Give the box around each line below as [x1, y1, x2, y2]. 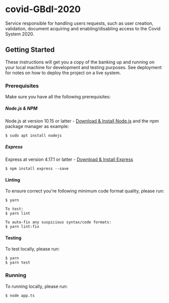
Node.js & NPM [5, 105, 38, 111]
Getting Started [5, 45, 55, 54]
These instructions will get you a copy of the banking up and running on [5, 59, 155, 65]
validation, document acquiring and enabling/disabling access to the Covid [5, 25, 160, 31]
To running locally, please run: [5, 283, 68, 289]
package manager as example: [5, 124, 69, 130]
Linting [5, 176, 20, 183]
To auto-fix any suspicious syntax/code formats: [5, 220, 112, 225]
